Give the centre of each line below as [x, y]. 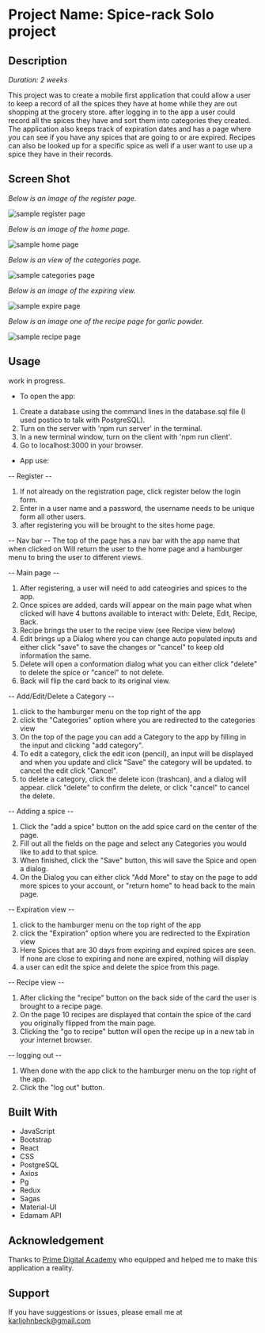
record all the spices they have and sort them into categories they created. [130, 120]
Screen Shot [39, 179]
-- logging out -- [35, 1055]
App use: [34, 460]
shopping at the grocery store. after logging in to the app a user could [122, 112]
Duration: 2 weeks [38, 80]
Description [38, 61]
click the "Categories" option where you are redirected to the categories [137, 720]
